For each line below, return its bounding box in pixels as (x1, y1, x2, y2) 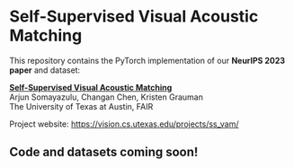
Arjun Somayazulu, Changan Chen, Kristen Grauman (9, 92, 204, 102)
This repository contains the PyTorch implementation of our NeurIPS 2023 (9, 55, 286, 66)
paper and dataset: (9, 65, 81, 75)
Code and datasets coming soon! (9, 145, 199, 160)
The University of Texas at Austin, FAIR (9, 101, 154, 111)
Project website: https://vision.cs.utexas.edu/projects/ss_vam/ (9, 119, 239, 129)
